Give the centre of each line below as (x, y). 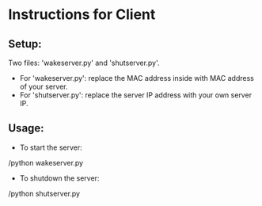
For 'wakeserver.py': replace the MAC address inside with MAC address (137, 78)
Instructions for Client (82, 15)
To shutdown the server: (59, 178)
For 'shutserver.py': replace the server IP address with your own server (135, 95)
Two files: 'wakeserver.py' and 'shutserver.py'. (84, 63)
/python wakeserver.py (46, 162)
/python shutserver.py (44, 193)
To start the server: (51, 147)
